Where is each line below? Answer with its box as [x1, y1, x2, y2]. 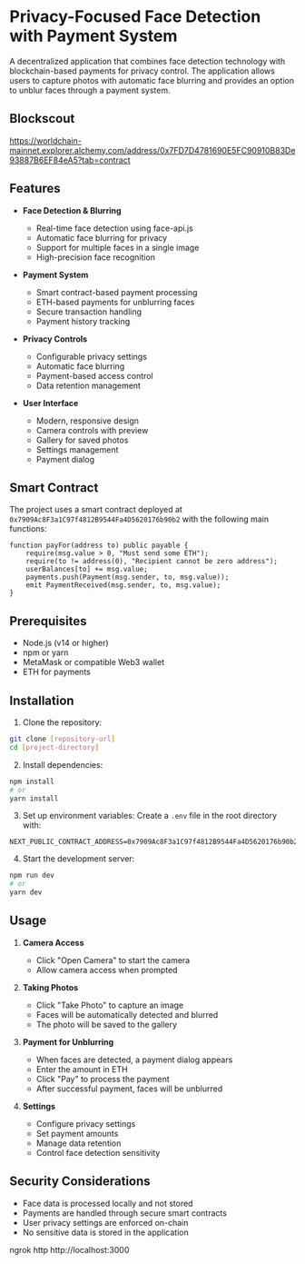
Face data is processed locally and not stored [22, 1198, 193, 1209]
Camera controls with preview [35, 424, 149, 435]
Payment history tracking [35, 315, 131, 326]
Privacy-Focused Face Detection [9, 6, 261, 27]
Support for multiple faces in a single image [35, 242, 200, 253]
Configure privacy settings [35, 1118, 136, 1129]
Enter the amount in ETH [35, 1063, 129, 1074]
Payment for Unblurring [22, 1036, 114, 1047]
